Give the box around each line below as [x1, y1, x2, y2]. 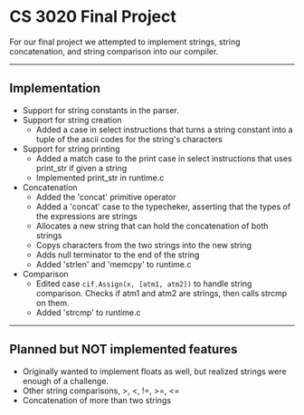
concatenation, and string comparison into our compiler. [9, 45, 219, 56]
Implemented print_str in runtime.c [35, 172, 165, 183]
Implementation [9, 81, 101, 96]
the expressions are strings [35, 210, 138, 221]
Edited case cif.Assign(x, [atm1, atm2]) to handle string [35, 278, 252, 289]
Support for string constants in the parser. [22, 104, 179, 115]
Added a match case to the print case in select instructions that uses [35, 152, 292, 164]
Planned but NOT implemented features [9, 342, 238, 357]
